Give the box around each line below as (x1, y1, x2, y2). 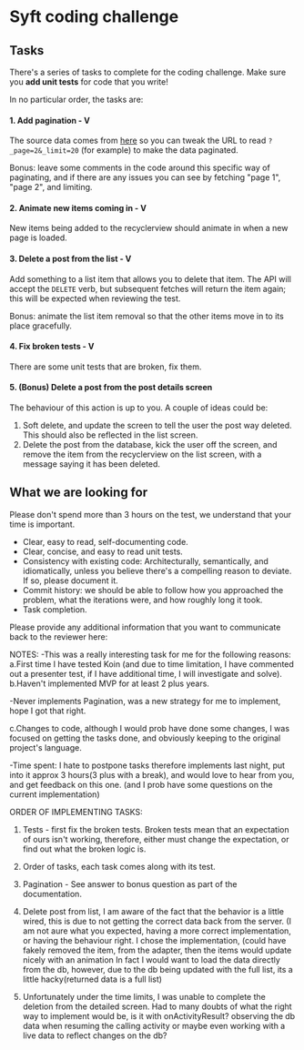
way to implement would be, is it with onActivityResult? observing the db (22, 1010, 296, 1021)
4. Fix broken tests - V (9, 341, 95, 352)
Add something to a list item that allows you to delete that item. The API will (9, 273, 291, 284)
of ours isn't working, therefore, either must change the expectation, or (22, 833, 289, 844)
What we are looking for (9, 485, 148, 500)
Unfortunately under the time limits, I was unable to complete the (22, 991, 266, 1002)
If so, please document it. (22, 575, 118, 586)
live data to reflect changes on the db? (22, 1030, 167, 1041)
